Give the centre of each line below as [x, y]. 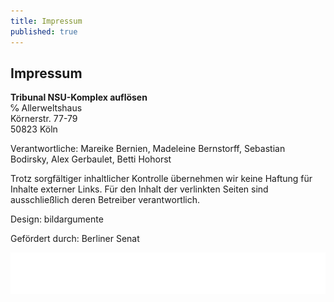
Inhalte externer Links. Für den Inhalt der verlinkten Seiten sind [139, 189]
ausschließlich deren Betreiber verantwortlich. [105, 200]
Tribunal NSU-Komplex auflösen [79, 97]
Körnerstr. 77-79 [44, 119]
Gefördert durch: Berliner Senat [75, 239]
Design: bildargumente [57, 219]
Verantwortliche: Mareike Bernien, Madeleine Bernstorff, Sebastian [148, 149]
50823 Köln [34, 129]
